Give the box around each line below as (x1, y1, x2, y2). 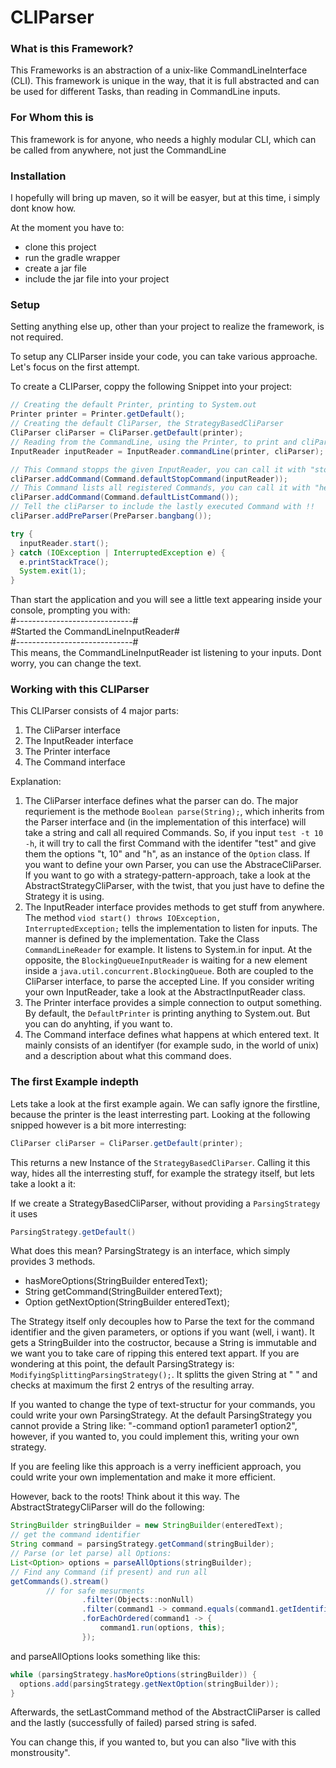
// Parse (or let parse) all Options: (10, 1549, 172, 1559)
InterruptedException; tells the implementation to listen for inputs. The (24, 922, 318, 935)
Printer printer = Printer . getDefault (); (10, 409, 186, 420)
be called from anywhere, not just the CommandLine (10, 144, 227, 156)
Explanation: (10, 776, 62, 788)
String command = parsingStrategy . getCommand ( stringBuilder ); (10, 1539, 275, 1550)
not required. (10, 331, 64, 343)
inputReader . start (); (19, 538, 110, 548)
